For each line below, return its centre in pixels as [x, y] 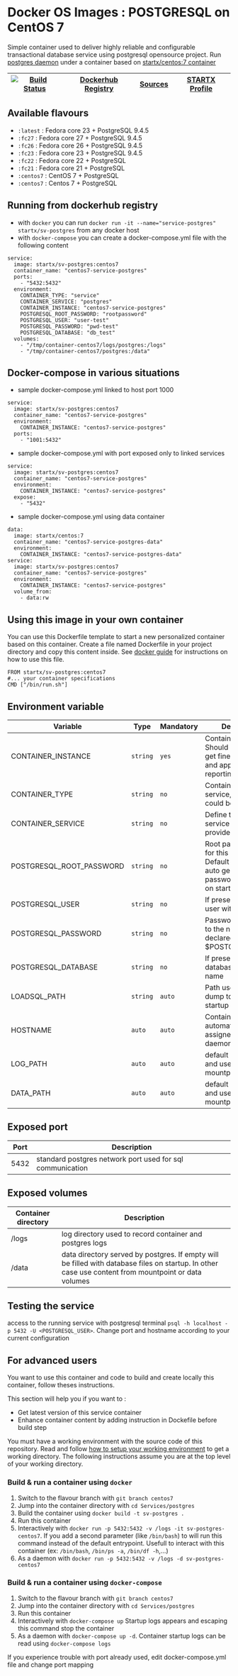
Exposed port [38, 1127]
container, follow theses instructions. [61, 1385]
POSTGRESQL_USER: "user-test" [65, 320]
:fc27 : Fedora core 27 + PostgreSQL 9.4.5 [80, 138]
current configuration [38, 1338]
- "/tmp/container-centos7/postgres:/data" [85, 351]
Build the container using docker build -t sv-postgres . [101, 1513]
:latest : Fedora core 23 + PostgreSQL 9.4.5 [83, 130]
